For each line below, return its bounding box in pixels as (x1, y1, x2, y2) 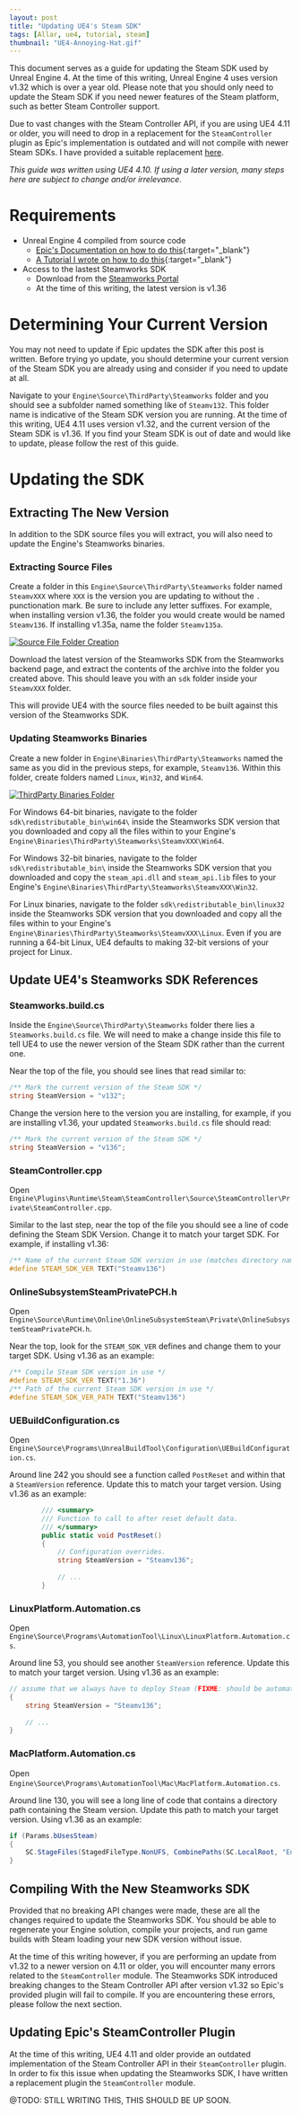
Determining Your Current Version (9, 314, 269, 335)
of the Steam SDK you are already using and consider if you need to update (9, 363, 288, 374)
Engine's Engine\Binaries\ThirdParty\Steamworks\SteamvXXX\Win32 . (9, 881, 258, 892)
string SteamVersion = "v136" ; (9, 1143, 126, 1153)
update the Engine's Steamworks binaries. (9, 538, 166, 549)
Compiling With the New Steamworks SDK (9, 1881, 251, 1897)
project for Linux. (9, 946, 73, 957)
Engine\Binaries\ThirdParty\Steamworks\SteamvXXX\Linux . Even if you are (9, 927, 282, 938)
